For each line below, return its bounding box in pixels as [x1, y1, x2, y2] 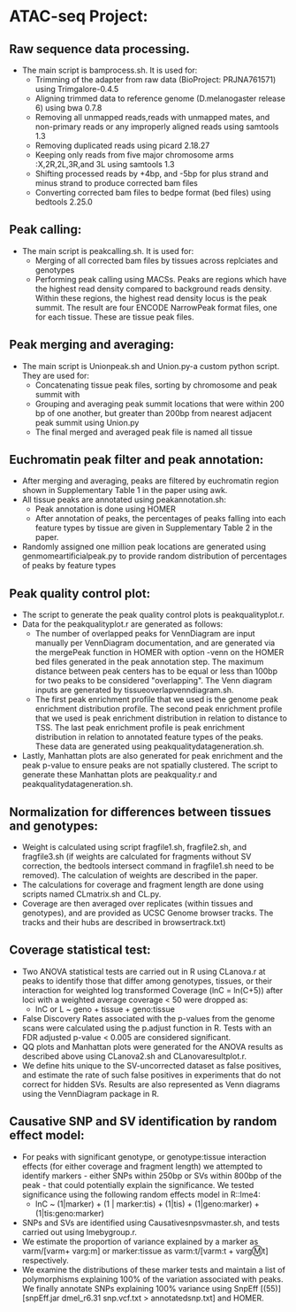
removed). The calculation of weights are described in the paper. [21, 870, 259, 881]
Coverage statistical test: [9, 943, 152, 958]
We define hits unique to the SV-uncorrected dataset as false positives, [21, 1060, 282, 1070]
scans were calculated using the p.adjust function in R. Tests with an [21, 1023, 272, 1033]
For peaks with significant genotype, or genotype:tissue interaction [21, 1151, 267, 1162]
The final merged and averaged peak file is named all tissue [34, 427, 254, 437]
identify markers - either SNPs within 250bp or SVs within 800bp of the [21, 1170, 283, 1181]
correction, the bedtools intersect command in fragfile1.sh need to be [21, 861, 275, 871]
